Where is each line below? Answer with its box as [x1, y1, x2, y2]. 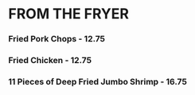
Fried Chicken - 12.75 [8, 55, 92, 66]
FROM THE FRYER [8, 5, 130, 23]
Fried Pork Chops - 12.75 [8, 34, 106, 45]
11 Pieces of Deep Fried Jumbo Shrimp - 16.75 [8, 76, 187, 87]
